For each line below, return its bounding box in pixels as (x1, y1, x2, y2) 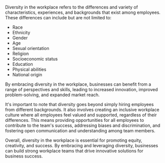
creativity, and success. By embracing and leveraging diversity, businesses (5, 143, 158, 148)
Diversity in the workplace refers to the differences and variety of (5, 4, 138, 10)
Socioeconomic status (12, 56, 58, 61)
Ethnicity (12, 30, 31, 35)
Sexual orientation (12, 46, 49, 51)
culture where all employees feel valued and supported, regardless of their (5, 112, 157, 118)
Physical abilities (12, 66, 46, 72)
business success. (5, 153, 43, 159)
